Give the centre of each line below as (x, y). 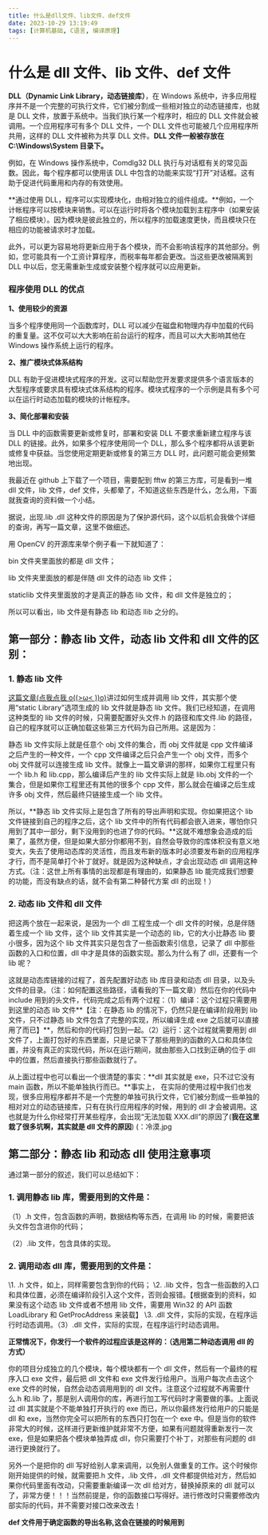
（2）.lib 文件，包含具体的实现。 (62, 1243)
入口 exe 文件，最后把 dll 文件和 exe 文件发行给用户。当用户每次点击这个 (134, 1379)
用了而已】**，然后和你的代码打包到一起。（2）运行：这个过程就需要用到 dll (132, 1030)
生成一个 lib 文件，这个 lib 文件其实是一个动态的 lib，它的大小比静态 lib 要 (135, 933)
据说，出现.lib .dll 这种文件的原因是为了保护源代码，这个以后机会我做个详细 (132, 516)
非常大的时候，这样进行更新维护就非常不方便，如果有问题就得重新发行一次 (130, 1428)
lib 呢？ (20, 963)
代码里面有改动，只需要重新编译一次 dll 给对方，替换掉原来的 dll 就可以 (138, 1485)
